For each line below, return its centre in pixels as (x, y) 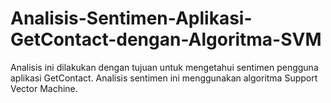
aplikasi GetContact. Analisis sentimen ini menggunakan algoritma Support (164, 78)
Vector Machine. (44, 88)
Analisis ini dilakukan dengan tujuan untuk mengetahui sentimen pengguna (164, 67)
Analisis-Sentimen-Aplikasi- (131, 18)
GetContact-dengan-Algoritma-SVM (166, 39)
